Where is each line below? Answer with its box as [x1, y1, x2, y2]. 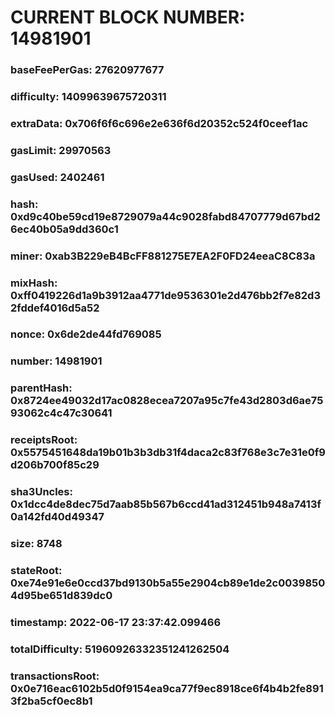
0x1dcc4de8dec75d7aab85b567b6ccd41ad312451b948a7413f [10, 497, 322, 511]
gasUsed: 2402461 [10, 170, 105, 184]
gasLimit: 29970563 [10, 143, 112, 157]
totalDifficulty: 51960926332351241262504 [10, 642, 230, 656]
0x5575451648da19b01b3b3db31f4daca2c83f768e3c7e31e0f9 [10, 446, 326, 460]
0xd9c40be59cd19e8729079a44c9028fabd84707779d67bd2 [10, 209, 321, 223]
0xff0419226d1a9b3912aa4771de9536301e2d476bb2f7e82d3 [10, 288, 321, 302]
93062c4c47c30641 [10, 406, 113, 420]
